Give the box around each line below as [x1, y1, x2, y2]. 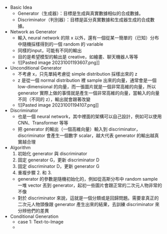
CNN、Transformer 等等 [17, 120, 69, 126]
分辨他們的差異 [17, 208, 49, 214]
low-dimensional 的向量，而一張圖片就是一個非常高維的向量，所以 [17, 84, 156, 89]
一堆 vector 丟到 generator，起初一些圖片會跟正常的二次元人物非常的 [17, 182, 162, 188]
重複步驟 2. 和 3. [17, 170, 52, 176]
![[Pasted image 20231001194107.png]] [17, 102, 99, 108]
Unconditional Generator [10, 65, 62, 71]
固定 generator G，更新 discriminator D [17, 157, 100, 163]
